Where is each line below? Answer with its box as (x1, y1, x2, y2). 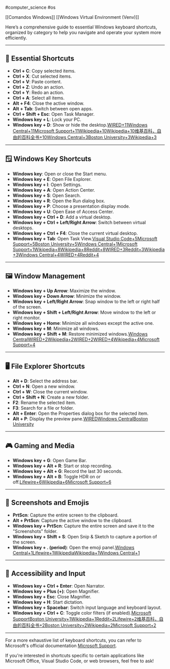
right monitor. (12, 315, 41, 321)
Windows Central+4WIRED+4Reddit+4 (18, 252, 100, 258)
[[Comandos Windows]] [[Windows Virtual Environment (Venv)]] (5, 14, 139, 20)
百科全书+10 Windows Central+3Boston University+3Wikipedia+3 (21, 134, 157, 140)
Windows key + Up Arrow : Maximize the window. (12, 288, 116, 294)
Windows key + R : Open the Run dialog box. (12, 198, 105, 204)
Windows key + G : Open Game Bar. (12, 458, 87, 464)
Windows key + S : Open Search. (12, 192, 81, 198)
